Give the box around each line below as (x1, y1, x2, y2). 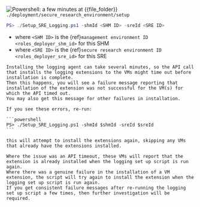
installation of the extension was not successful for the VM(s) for (6, 85, 184, 91)
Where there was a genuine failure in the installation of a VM (6, 169, 170, 175)
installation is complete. (6, 74, 74, 80)
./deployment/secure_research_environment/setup (6, 12, 130, 18)
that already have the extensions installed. (6, 143, 122, 149)
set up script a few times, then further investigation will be (6, 190, 170, 196)
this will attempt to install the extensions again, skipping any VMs (6, 137, 186, 143)
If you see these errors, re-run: (6, 106, 93, 112)
